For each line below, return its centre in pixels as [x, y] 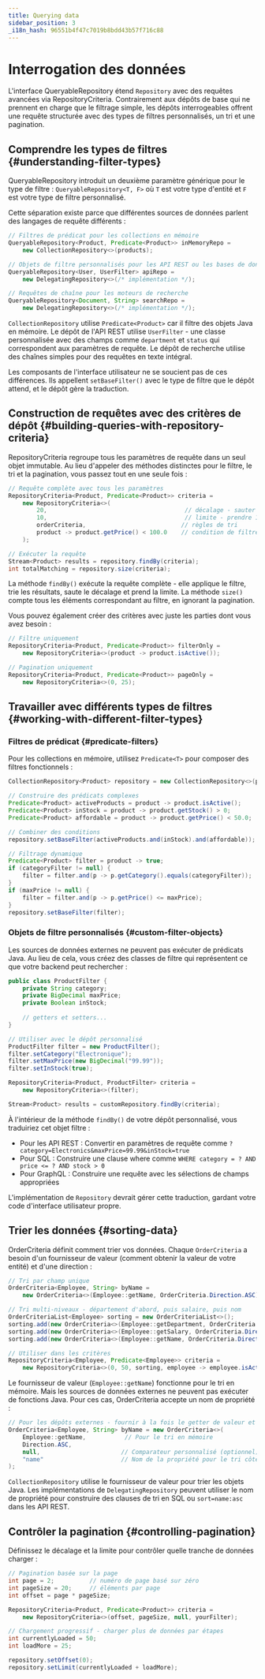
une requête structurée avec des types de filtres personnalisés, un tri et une [132, 116]
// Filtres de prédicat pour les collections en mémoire [104, 236]
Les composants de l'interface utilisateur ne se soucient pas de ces [118, 372]
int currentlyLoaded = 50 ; [52, 1639]
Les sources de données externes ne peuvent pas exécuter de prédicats [126, 950]
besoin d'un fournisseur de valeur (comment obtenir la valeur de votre [122, 1258]
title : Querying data [44, 15]
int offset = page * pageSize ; [60, 1595]
